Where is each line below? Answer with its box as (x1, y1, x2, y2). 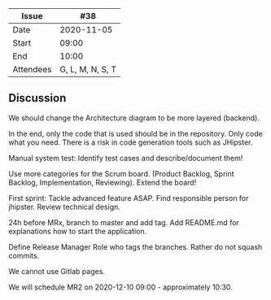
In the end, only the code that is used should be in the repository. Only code (8, 128, 263, 138)
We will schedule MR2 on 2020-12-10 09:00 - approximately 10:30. (8, 282, 234, 292)
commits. (8, 250, 40, 260)
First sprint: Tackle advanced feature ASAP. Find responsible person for (8, 193, 249, 202)
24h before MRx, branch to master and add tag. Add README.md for (8, 217, 240, 227)
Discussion (8, 91, 67, 105)
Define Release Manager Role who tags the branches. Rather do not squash (8, 241, 263, 251)
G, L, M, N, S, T (59, 64, 116, 75)
